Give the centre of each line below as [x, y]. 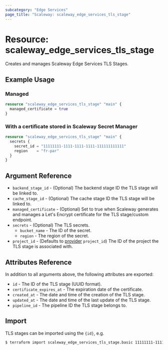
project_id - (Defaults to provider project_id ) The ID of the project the [85, 241]
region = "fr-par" [36, 151]
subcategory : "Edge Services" [37, 10]
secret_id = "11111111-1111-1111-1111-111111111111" [70, 146]
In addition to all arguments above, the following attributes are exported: [79, 274]
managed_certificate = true [39, 109]
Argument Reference [38, 176]
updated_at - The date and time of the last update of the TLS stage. [81, 300]
